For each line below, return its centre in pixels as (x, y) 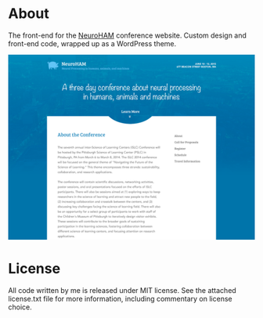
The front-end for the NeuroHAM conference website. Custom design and (127, 35)
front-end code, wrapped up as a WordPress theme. (92, 43)
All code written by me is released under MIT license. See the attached (122, 290)
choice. (20, 307)
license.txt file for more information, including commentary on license (120, 298)
